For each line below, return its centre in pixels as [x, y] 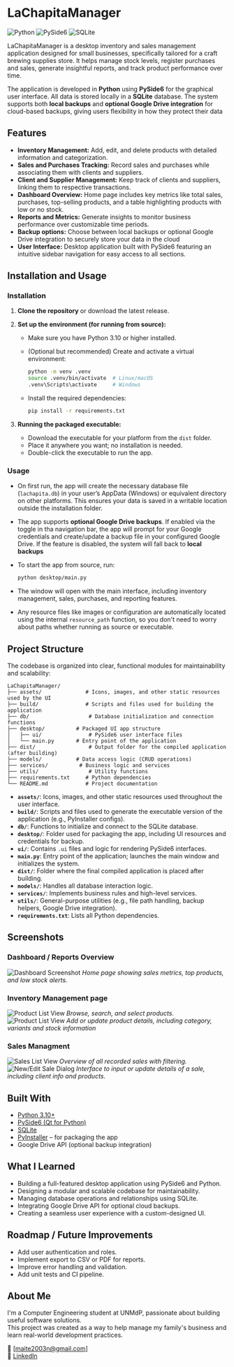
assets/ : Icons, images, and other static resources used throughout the [120, 796]
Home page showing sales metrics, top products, [153, 972]
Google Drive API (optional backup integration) [85, 1145]
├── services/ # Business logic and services [89, 765]
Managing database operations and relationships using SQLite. [108, 1198]
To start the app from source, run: [66, 565]
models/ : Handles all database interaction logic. [85, 886]
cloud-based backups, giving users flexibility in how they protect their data [115, 111]
